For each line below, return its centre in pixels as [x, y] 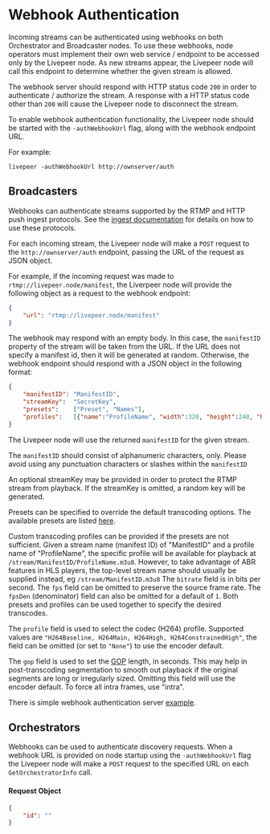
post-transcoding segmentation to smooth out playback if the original [123, 669]
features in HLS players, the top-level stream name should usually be [123, 570]
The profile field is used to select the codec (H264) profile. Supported [126, 628]
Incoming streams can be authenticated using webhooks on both [116, 37]
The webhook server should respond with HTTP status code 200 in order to [133, 87]
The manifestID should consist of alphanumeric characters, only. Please [127, 455]
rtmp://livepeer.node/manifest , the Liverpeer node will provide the [120, 284]
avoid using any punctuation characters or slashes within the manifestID [128, 464]
